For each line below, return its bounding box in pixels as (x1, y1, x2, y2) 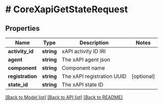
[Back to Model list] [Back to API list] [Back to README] (5, 94, 123, 100)
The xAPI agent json (62, 56, 110, 63)
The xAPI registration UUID (62, 73, 127, 80)
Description (79, 39, 109, 46)
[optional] (131, 73, 155, 80)
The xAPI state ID (62, 81, 104, 88)
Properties (5, 24, 40, 33)
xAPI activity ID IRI (62, 48, 106, 55)
